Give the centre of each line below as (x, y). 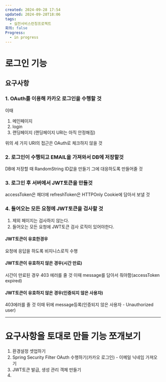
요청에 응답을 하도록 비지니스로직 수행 (41, 251)
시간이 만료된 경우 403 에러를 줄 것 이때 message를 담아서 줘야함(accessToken (83, 275)
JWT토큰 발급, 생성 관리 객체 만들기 (47, 370)
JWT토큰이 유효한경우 (27, 239)
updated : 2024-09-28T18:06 (33, 14)
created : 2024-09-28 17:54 (33, 10)
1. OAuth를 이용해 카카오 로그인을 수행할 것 (53, 99)
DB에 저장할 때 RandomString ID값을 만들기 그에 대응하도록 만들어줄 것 (74, 169)
